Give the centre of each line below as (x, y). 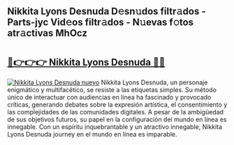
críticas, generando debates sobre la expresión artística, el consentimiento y (117, 105)
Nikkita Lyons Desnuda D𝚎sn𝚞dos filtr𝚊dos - (107, 12)
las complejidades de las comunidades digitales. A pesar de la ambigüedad (116, 112)
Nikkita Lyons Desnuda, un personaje (154, 82)
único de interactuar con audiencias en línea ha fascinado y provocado (109, 97)
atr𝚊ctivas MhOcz (47, 33)
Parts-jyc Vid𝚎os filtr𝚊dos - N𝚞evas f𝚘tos (101, 23)
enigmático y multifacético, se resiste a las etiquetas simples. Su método (112, 90)
